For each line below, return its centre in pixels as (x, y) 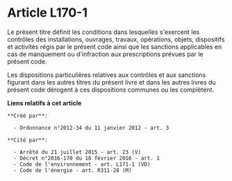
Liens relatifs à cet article (44, 103)
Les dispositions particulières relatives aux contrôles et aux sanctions (107, 75)
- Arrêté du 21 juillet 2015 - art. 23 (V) (77, 152)
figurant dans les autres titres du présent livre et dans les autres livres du (112, 82)
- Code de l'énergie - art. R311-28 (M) (73, 170)
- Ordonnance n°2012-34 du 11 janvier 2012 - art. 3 (91, 128)
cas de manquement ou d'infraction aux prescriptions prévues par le (105, 54)
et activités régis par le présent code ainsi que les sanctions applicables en (115, 46)
